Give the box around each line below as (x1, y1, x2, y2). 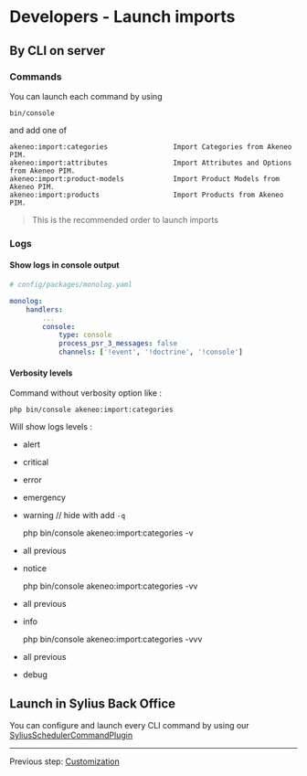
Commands (9, 70, 62, 83)
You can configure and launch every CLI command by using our (9, 720, 249, 731)
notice (22, 563, 48, 574)
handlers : (26, 304, 64, 314)
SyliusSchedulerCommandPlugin (9, 729, 133, 741)
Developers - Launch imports (9, 6, 236, 27)
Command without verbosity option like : (9, 388, 163, 399)
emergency (22, 492, 67, 504)
